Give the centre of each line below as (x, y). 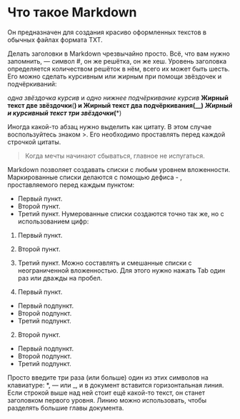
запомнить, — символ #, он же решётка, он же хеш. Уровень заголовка (117, 61)
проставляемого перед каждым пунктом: (71, 185)
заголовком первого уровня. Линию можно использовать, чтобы (107, 400)
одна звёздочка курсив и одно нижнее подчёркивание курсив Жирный (118, 98)
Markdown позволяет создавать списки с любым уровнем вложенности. (119, 169)
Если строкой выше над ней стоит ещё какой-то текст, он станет (106, 393)
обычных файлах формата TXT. (55, 39)
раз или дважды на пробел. (60, 278)
